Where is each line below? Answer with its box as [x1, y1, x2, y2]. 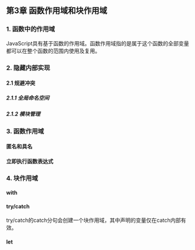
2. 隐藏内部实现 [6, 63, 51, 72]
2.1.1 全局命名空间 [6, 94, 49, 101]
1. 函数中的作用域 [6, 25, 55, 33]
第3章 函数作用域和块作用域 [6, 5, 107, 16]
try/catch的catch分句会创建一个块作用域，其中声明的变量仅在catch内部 [6, 217, 181, 224]
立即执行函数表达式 [6, 158, 54, 165]
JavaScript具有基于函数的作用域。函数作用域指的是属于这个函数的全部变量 [6, 39, 190, 47]
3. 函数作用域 [6, 127, 44, 135]
